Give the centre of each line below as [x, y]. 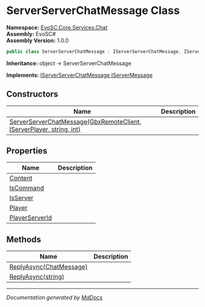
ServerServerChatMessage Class [93, 11]
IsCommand [27, 188]
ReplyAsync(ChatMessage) [49, 267]
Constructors [32, 94]
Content [21, 178]
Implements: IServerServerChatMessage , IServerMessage [80, 75]
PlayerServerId [31, 218]
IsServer [21, 198]
